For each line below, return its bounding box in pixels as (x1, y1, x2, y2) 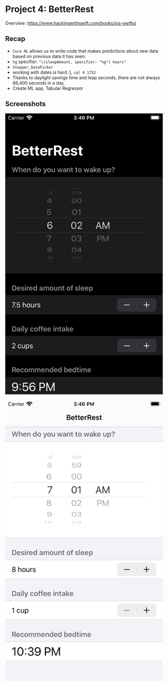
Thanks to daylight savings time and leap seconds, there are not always (12, 74, 160, 81)
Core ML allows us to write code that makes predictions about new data (12, 48, 158, 54)
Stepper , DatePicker (12, 64, 53, 70)
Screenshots (5, 100, 46, 108)
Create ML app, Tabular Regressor (12, 85, 83, 91)
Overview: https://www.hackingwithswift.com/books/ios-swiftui (5, 20, 136, 26)
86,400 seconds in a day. (12, 80, 65, 86)
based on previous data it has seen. (12, 53, 86, 59)
